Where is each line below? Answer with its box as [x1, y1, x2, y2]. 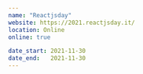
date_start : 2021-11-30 [8, 48, 86, 55]
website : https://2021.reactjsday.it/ [8, 19, 135, 26]
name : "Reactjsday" [8, 11, 72, 19]
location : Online [8, 26, 65, 33]
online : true [8, 33, 51, 41]
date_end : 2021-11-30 [8, 55, 86, 62]
